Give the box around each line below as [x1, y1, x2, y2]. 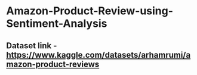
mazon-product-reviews [6, 59, 100, 69]
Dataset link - [6, 40, 57, 51]
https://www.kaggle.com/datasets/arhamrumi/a [6, 49, 191, 60]
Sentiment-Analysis [6, 17, 107, 30]
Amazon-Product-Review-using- [6, 4, 174, 18]
